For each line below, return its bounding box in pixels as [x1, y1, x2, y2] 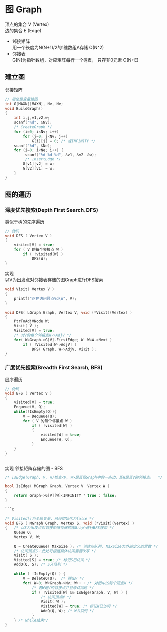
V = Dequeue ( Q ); [23, 414, 57, 419]
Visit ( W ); [40, 599, 66, 604]
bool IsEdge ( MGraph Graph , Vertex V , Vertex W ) [5, 484, 110, 489]
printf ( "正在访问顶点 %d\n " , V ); [14, 296, 77, 301]
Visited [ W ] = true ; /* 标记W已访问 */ [40, 604, 118, 609]
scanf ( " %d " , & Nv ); [14, 120, 52, 125]
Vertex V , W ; [14, 535, 41, 540]
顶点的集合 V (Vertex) [5, 21, 49, 27]
